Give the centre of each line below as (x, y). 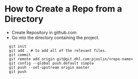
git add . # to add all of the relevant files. (58, 51)
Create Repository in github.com (44, 32)
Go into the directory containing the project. (55, 38)
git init (18, 46)
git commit (20, 55)
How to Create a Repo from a (63, 9)
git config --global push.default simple (52, 63)
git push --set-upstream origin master (49, 67)
